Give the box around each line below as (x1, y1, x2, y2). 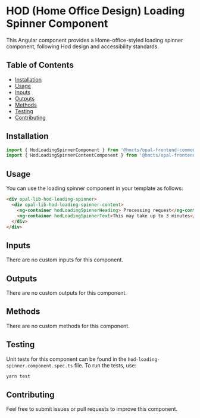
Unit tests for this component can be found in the (6, 355, 127, 363)
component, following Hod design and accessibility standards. (6, 43, 160, 50)
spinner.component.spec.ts (6, 363, 73, 369)
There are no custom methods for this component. (6, 322, 130, 329)
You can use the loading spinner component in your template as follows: (6, 185, 183, 192)
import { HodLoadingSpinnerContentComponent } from (6, 152, 137, 158)
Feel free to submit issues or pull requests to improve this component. (6, 405, 177, 413)
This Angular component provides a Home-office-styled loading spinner (6, 36, 183, 43)
